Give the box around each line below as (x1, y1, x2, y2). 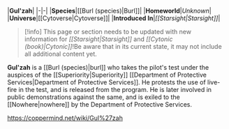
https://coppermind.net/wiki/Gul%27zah (7, 114, 124, 122)
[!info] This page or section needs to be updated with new (24, 28, 192, 36)
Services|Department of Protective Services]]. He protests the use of (7, 78, 206, 86)
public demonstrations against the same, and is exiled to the (7, 93, 180, 101)
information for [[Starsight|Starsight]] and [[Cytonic (24, 35, 173, 43)
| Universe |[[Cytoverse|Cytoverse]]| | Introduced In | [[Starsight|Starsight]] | (7, 14, 221, 22)
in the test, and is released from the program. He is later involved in (18, 86, 212, 93)
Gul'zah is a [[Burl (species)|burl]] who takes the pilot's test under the (7, 63, 209, 71)
